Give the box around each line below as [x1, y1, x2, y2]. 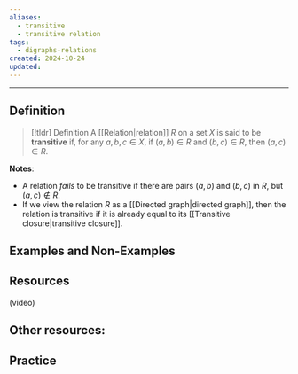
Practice [9, 353, 57, 368]
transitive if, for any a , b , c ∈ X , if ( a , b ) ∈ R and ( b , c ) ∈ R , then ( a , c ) [30, 136, 286, 147]
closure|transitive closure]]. [21, 218, 123, 229]
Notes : [9, 163, 35, 174]
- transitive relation [17, 29, 101, 38]
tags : [9, 37, 29, 47]
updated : [9, 63, 42, 72]
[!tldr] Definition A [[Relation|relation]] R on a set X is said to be [30, 127, 262, 137]
